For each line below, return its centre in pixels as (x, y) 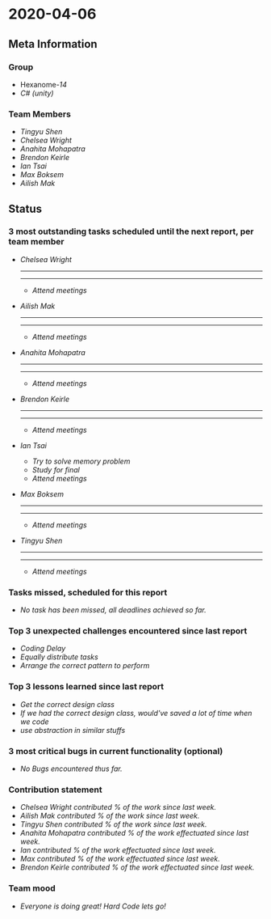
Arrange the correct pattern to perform (85, 666)
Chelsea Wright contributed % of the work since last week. (118, 807)
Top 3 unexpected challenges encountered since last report (128, 631)
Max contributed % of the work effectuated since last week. (120, 859)
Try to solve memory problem (81, 461)
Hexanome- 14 (43, 84)
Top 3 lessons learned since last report (86, 687)
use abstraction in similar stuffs (73, 730)
